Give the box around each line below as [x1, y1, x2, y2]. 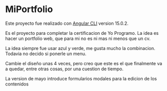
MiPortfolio [5, 4, 53, 15]
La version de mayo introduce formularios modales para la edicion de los [5, 75, 157, 81]
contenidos [5, 81, 29, 87]
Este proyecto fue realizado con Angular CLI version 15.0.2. [5, 20, 129, 26]
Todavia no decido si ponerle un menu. [5, 51, 87, 57]
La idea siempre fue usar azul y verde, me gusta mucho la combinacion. [5, 45, 155, 51]
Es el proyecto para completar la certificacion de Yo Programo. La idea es [5, 30, 159, 36]
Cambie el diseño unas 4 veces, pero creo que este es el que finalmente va [5, 60, 162, 66]
